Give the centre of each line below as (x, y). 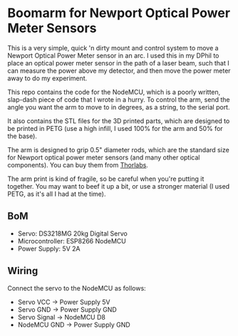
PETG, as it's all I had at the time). (57, 194)
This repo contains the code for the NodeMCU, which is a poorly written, (114, 92)
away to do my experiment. (47, 78)
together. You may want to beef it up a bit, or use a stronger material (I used (119, 186)
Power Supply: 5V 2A (49, 248)
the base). (22, 136)
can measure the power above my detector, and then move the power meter (119, 70)
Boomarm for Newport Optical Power (119, 13)
